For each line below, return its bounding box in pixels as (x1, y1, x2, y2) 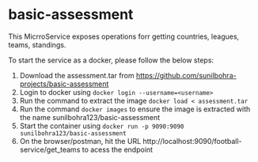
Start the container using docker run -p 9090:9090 (19, 121, 184, 130)
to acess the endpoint (82, 145, 153, 154)
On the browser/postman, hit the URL (19, 136, 142, 145)
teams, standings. (8, 40, 66, 49)
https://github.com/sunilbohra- (135, 70, 237, 80)
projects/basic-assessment (19, 79, 109, 89)
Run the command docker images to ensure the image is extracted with (19, 104, 251, 114)
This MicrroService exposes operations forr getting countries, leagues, (8, 32, 240, 41)
